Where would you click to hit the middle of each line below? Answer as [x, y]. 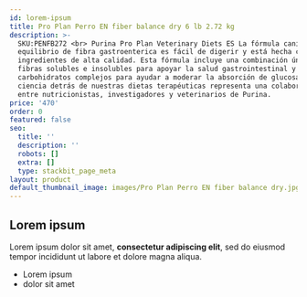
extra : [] [36, 162]
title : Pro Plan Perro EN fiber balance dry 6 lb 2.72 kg [122, 27]
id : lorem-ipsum [40, 18]
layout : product [40, 179]
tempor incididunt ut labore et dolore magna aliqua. [106, 256]
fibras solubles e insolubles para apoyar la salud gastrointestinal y [157, 69]
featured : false [40, 120]
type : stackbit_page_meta [67, 171]
